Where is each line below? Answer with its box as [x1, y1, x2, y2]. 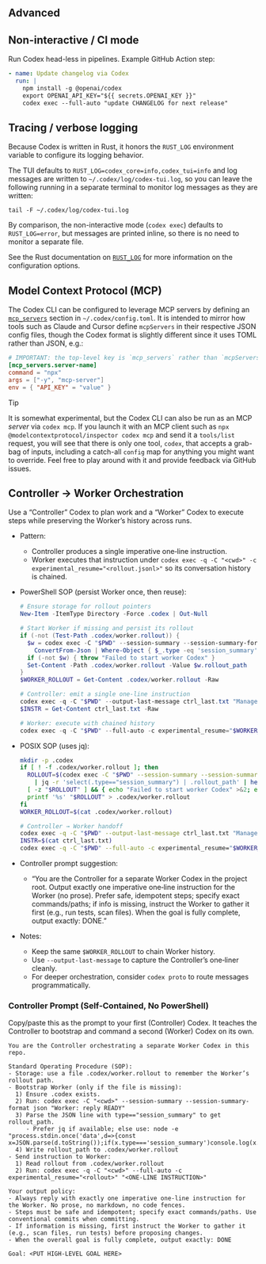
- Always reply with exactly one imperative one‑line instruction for [8, 1194, 246, 1203]
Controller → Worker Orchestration [8, 487, 184, 500]
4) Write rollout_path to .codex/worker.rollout [15, 1146, 179, 1154]
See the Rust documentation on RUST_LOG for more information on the [8, 253, 234, 262]
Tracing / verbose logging [8, 120, 139, 134]
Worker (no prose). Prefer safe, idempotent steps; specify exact [31, 891, 240, 900]
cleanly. [31, 964, 58, 973]
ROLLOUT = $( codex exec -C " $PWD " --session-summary [27, 771, 198, 779]
